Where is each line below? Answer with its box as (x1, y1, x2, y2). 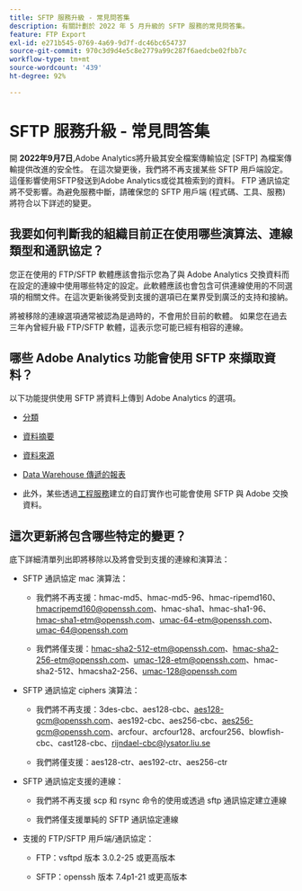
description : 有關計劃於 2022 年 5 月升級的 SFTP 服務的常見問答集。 (9, 22, 250, 31)
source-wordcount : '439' (9, 64, 102, 73)
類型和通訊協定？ (9, 244, 104, 259)
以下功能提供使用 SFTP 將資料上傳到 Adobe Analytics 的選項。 (9, 393, 241, 404)
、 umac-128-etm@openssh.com (125, 655, 247, 665)
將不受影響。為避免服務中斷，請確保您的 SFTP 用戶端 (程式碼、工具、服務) (9, 186, 286, 197)
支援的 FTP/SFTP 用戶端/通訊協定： (22, 833, 155, 844)
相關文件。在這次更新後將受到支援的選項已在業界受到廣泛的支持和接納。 (24, 291, 293, 302)
